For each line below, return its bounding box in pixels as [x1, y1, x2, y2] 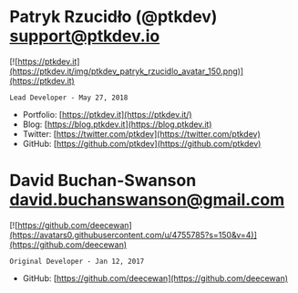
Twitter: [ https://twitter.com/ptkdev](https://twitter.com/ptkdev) [22, 128, 262, 139]
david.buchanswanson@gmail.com [9, 190, 285, 211]
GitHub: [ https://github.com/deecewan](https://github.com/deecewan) [22, 272, 289, 284]
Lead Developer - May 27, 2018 [9, 93, 128, 102]
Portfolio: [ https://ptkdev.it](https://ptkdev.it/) [22, 109, 193, 120]
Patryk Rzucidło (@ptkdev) [9, 6, 218, 27]
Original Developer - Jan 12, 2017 [9, 256, 145, 266]
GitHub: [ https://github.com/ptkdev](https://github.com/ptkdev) [22, 138, 262, 149]
